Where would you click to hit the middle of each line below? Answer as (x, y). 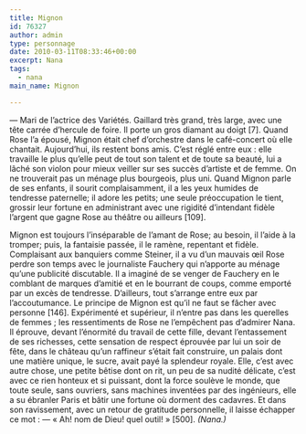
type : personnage (42, 43)
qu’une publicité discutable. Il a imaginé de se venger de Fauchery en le (145, 273)
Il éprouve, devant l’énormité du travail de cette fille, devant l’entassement (148, 332)
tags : (20, 69)
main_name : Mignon (44, 86)
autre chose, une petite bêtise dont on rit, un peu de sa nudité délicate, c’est (153, 370)
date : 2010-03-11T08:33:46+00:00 (73, 52)
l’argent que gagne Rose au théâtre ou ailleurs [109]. (108, 217)
